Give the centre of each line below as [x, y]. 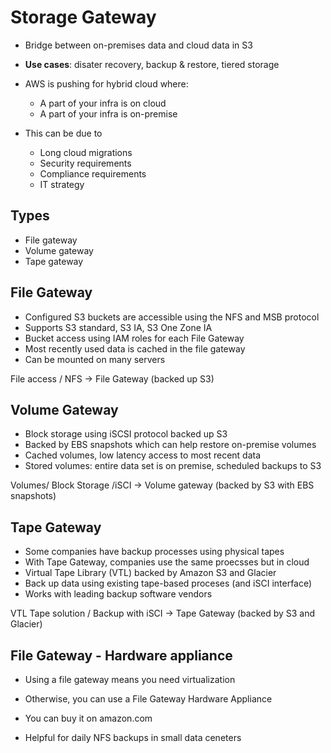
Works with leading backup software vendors [118, 594]
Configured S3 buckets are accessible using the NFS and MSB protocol [172, 317]
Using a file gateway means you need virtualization [130, 679]
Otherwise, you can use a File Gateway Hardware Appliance [148, 699]
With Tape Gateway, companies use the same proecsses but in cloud [167, 562]
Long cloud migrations [86, 152]
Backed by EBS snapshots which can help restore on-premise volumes [170, 445]
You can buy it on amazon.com [88, 718]
